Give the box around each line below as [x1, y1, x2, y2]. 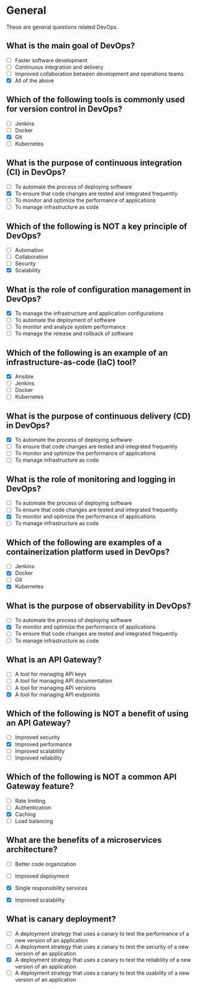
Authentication [14, 803, 51, 811]
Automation [14, 246, 44, 253]
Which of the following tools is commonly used [6, 95, 185, 105]
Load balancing [14, 817, 53, 824]
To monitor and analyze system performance [14, 323, 126, 330]
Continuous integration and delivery [14, 63, 104, 71]
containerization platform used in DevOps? [6, 547, 170, 557]
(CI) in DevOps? [6, 167, 66, 177]
